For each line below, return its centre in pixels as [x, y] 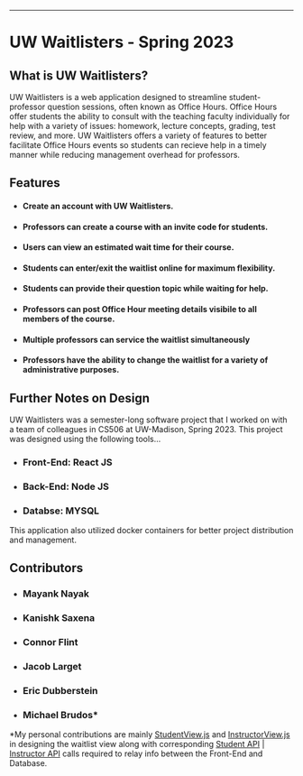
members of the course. [69, 319]
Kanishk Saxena [59, 618]
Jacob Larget [52, 667]
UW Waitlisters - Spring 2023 [122, 42]
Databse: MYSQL [61, 511]
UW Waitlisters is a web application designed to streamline [118, 97]
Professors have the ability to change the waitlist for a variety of [145, 360]
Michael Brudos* [60, 716]
